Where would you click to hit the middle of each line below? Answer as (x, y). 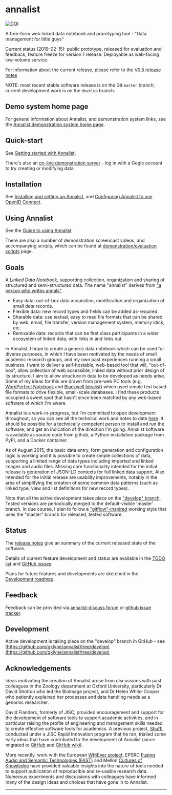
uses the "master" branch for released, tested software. (64, 514)
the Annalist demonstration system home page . (55, 124)
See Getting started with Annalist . (41, 153)
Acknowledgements (38, 668)
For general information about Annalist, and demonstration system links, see (86, 119)
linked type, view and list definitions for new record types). (67, 488)
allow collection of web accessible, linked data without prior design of (91, 370)
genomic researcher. (27, 702)
